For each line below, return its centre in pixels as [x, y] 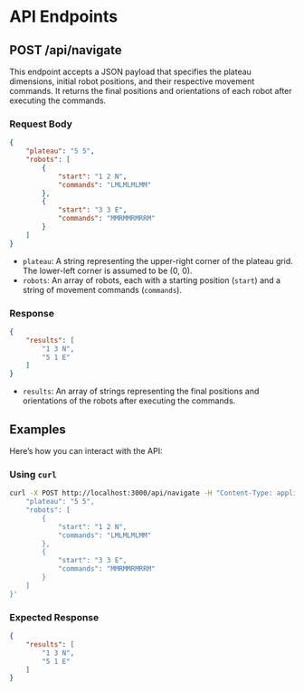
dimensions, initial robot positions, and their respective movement [132, 81]
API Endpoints [64, 17]
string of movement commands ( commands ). [102, 289]
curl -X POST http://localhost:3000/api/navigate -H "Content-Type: [141, 493]
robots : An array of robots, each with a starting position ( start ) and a [152, 280]
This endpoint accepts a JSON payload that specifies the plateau [130, 71]
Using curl [33, 474]
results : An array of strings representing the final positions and [141, 392]
